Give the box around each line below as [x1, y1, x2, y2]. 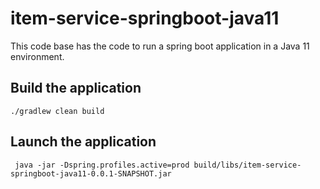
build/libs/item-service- [193, 160, 302, 170]
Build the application [10, 80, 142, 97]
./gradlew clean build [10, 106, 105, 116]
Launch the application [10, 133, 157, 151]
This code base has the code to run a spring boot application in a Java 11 [10, 40, 310, 52]
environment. [10, 50, 65, 62]
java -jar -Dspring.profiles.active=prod [14, 160, 190, 170]
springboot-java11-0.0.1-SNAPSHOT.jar [10, 168, 172, 179]
